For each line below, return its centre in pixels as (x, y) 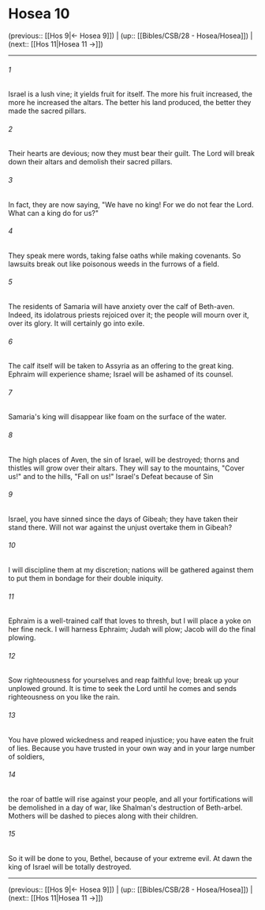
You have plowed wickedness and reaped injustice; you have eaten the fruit (131, 739)
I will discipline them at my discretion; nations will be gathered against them (131, 569)
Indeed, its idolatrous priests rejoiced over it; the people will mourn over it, (129, 315)
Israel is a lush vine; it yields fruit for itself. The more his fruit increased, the (131, 94)
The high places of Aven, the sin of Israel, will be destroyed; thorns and (124, 459)
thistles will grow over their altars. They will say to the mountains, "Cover (126, 468)
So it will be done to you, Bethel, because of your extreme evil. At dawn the (130, 858)
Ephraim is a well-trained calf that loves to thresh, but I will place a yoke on (130, 621)
